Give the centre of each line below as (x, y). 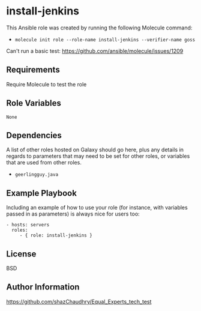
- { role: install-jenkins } (56, 235)
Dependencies (34, 135)
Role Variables (34, 103)
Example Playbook (41, 193)
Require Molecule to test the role (46, 84)
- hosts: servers (28, 225)
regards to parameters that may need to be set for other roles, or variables (98, 156)
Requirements (33, 70)
